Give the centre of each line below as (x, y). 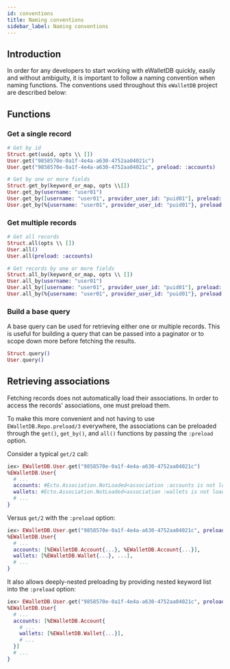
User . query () (26, 360)
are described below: (37, 93)
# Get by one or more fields (49, 179)
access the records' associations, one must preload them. (89, 405)
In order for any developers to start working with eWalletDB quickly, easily (111, 71)
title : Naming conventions (46, 20)
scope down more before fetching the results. (72, 341)
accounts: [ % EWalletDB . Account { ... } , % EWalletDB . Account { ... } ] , (107, 549)
